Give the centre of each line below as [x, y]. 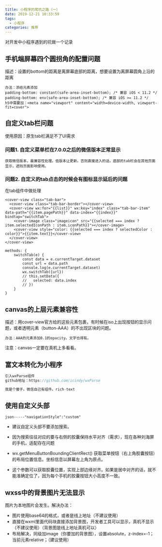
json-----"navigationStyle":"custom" [43, 417]
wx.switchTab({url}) [43, 272]
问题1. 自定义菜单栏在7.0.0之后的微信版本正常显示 [63, 149]
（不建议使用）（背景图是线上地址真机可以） [55, 528]
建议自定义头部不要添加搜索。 [42, 427]
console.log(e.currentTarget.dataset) [61, 268]
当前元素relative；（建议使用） [42, 540]
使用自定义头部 [27, 406]
